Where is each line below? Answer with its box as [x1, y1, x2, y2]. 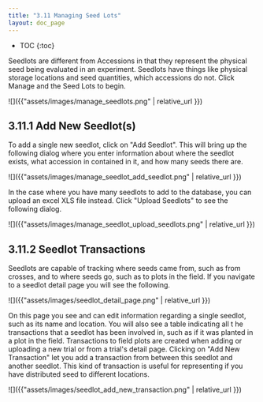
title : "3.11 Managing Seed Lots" [8, 11, 122, 20]
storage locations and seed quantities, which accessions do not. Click [8, 73, 235, 82]
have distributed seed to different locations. [8, 370, 150, 379]
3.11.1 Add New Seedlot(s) [8, 119, 136, 133]
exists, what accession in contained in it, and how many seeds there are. [8, 157, 243, 167]
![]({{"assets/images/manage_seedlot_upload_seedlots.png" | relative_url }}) [8, 220, 256, 229]
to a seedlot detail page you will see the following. [8, 280, 171, 290]
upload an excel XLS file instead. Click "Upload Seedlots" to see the [8, 196, 228, 205]
